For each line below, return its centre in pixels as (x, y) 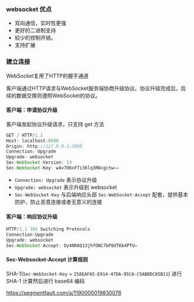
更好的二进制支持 (35, 30)
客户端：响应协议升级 (32, 216)
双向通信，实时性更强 (40, 23)
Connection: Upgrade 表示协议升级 (56, 179)
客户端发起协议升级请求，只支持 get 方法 (55, 124)
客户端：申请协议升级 (32, 110)
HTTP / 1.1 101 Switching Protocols (48, 229)
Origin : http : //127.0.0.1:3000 (44, 146)
